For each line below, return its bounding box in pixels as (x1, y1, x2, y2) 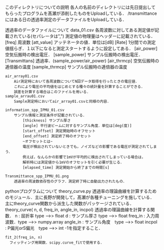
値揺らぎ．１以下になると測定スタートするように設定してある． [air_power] (5, 46, 158, 51)
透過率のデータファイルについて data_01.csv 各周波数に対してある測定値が (5, 27, 155, 33)
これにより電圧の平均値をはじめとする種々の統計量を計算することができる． (14, 84, 145, 89)
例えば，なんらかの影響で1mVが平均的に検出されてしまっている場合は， (23, 155, 145, 159)
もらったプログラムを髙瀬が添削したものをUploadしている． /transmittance (5, 10, 158, 16)
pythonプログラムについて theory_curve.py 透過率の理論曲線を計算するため (5, 188, 157, 194)
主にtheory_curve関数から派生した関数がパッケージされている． (5, 201, 134, 206)
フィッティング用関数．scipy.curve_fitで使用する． (9, 240, 104, 245)
